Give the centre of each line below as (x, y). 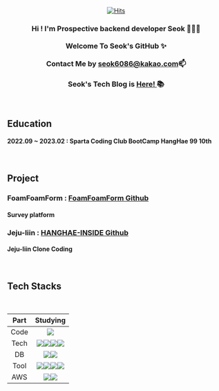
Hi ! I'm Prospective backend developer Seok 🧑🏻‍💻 (116, 28)
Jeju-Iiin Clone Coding (40, 249)
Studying (50, 320)
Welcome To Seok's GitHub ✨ (116, 46)
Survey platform (31, 214)
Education (30, 124)
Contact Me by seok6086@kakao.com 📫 (116, 64)
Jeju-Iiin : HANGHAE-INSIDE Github (68, 232)
